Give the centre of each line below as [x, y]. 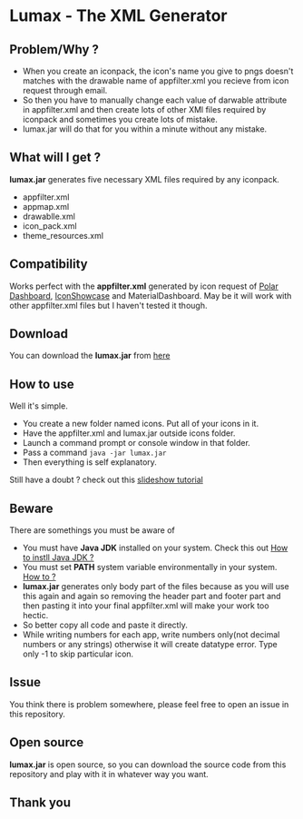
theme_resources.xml [63, 235]
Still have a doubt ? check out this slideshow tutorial [107, 480]
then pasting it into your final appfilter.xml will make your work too [146, 606]
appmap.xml [46, 206]
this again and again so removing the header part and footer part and [151, 597]
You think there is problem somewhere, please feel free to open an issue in [149, 704]
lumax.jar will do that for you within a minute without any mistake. [145, 129]
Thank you [40, 803]
